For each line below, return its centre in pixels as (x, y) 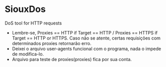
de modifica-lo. (28, 54)
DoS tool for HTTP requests (33, 23)
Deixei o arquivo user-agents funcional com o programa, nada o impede (87, 48)
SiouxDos (25, 9)
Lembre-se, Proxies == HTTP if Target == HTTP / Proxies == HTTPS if (85, 32)
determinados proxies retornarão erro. (52, 43)
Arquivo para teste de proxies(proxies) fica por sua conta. (72, 59)
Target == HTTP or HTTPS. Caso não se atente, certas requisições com (86, 38)
